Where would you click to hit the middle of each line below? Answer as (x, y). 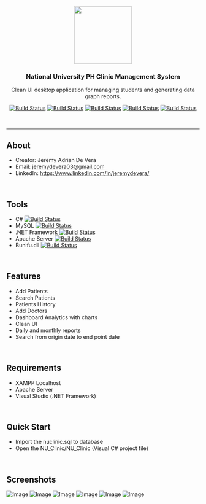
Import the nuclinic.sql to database (59, 442)
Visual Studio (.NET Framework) (55, 396)
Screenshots (31, 479)
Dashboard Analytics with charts (56, 317)
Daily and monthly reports (48, 330)
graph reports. (103, 96)
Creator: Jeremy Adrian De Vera (56, 160)
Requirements (34, 368)
